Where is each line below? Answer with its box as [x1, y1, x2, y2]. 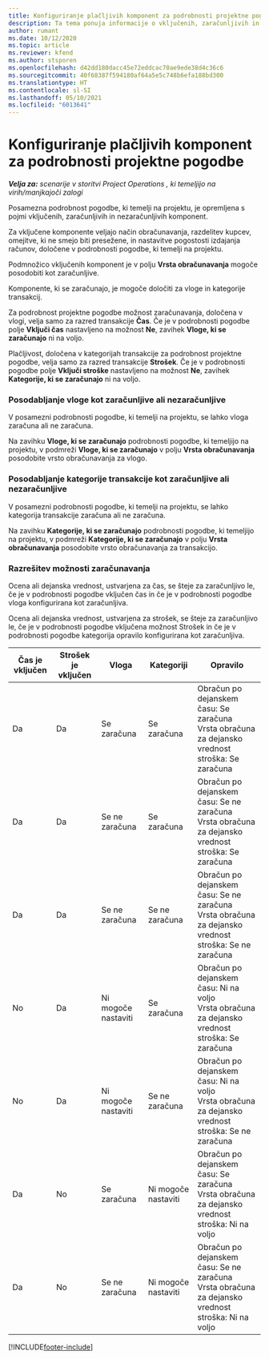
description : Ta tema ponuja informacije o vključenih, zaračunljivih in [8, 19, 260, 27]
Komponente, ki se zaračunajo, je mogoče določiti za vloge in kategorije [8, 283, 246, 293]
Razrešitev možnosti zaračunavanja [8, 562, 151, 573]
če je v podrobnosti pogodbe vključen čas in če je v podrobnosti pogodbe [8, 589, 252, 599]
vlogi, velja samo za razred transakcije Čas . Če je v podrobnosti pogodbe [8, 316, 251, 326]
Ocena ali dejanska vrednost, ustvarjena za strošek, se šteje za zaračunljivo [8, 613, 259, 623]
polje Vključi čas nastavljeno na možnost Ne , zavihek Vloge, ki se [8, 325, 227, 335]
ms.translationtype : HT [8, 78, 88, 86]
